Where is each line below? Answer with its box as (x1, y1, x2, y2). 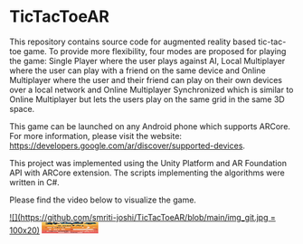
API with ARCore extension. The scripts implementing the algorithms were (9, 167, 285, 178)
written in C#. (9, 176, 61, 187)
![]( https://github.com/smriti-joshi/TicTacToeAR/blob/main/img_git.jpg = (9, 211, 276, 222)
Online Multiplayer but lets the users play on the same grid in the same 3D (9, 93, 285, 105)
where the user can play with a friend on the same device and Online (9, 65, 266, 76)
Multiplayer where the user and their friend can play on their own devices (9, 74, 283, 85)
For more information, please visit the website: (9, 130, 183, 141)
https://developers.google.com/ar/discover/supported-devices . (9, 140, 246, 151)
